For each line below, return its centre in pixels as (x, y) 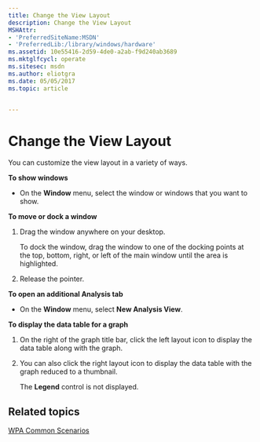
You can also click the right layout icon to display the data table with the (136, 363)
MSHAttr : (22, 30)
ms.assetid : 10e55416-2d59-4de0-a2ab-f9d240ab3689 (93, 52)
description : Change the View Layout (70, 23)
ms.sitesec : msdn (37, 67)
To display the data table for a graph (68, 325)
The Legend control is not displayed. (79, 387)
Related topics (44, 412)
